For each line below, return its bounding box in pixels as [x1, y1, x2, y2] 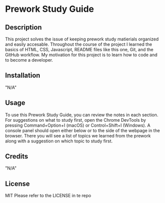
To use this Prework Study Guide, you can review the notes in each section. [5, 112, 159, 118]
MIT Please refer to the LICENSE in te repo [5, 193, 91, 199]
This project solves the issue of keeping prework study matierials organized [5, 36, 159, 42]
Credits [5, 152, 29, 161]
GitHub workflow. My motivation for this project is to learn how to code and [5, 52, 158, 58]
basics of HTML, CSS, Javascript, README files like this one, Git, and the [5, 47, 154, 52]
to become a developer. [5, 57, 53, 63]
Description [5, 23, 42, 32]
